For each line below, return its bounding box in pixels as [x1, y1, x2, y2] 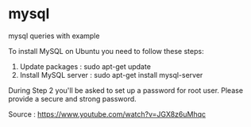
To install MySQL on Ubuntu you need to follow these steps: [8, 46, 204, 56]
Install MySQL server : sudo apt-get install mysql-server [19, 70, 203, 79]
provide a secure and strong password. [8, 94, 137, 103]
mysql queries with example [8, 31, 100, 40]
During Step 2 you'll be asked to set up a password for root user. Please [8, 85, 244, 95]
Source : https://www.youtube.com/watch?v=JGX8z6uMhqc [8, 109, 207, 119]
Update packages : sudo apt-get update [19, 61, 151, 71]
